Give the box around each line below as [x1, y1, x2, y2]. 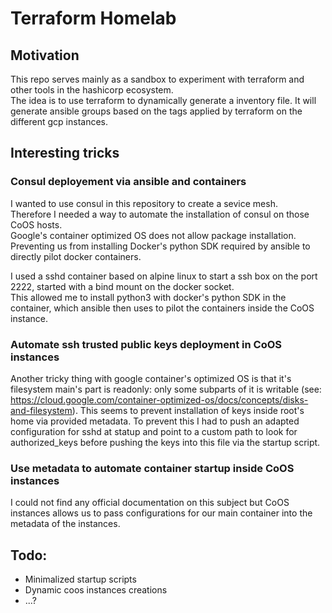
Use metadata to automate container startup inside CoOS [10, 461, 295, 475]
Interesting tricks [10, 145, 120, 162]
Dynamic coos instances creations [24, 584, 168, 596]
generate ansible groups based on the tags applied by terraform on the [10, 105, 303, 117]
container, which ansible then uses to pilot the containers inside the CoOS [10, 302, 315, 314]
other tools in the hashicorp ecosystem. [10, 84, 174, 96]
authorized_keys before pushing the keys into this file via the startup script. [10, 436, 321, 448]
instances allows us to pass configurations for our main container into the [10, 507, 313, 519]
